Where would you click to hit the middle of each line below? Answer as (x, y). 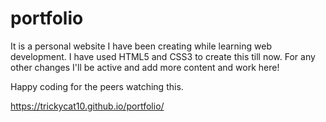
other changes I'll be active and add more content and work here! (145, 67)
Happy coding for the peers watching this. (97, 86)
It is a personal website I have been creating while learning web (141, 46)
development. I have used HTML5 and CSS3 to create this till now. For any (163, 56)
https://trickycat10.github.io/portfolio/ (87, 106)
